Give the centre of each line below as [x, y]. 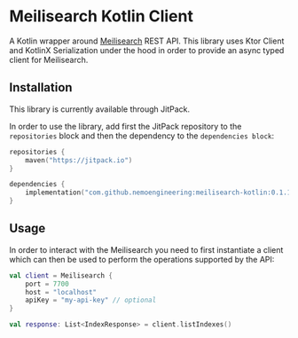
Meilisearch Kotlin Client [101, 16]
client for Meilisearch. [49, 59]
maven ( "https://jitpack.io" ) [79, 160]
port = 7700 [47, 284]
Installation [41, 87]
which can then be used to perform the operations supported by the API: [142, 259]
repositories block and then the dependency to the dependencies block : [142, 136]
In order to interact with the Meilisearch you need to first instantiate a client [146, 249]
